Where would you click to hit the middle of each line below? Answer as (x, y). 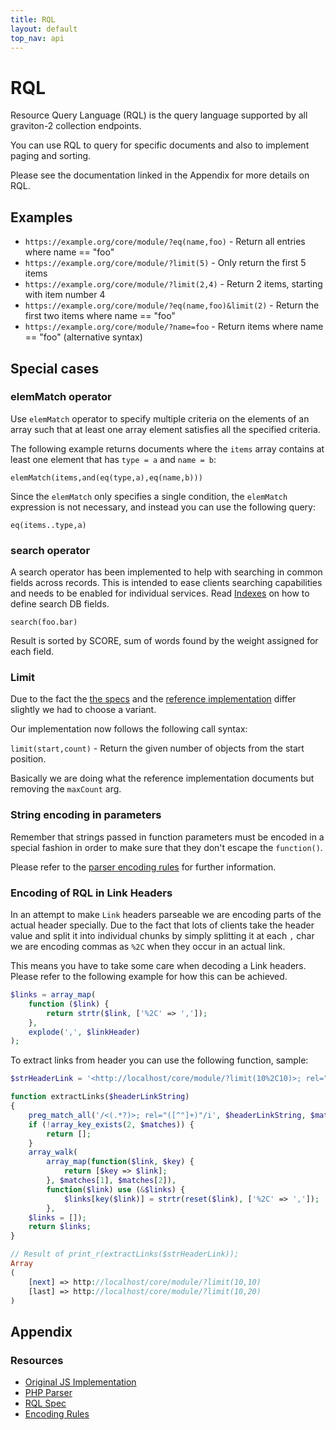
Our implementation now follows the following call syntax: (129, 729)
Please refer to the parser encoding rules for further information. (143, 867)
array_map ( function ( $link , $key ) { (120, 1162)
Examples (41, 217)
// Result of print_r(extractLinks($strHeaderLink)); (125, 1254)
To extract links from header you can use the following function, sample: (159, 1060)
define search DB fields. (60, 604)
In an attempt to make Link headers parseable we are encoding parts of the (166, 914)
